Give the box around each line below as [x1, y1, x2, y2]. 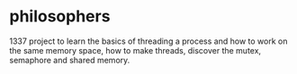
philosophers [9, 6, 111, 27]
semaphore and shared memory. [9, 54, 130, 65]
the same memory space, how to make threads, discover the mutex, [9, 45, 262, 55]
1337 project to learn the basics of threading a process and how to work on [9, 36, 288, 46]
